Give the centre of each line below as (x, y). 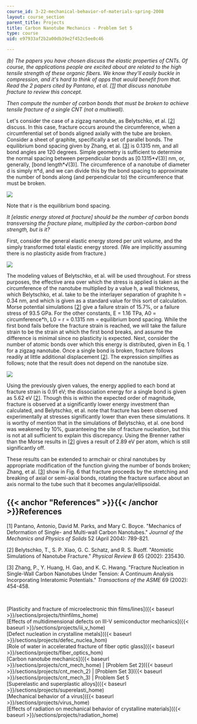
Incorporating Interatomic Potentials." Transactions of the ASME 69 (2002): (97, 580)
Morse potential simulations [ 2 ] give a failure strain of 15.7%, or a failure (93, 307)
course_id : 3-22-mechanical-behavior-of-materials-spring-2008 (85, 11)
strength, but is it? (28, 229)
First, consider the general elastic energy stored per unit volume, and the (94, 241)
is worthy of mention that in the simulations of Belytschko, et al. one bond (95, 423)
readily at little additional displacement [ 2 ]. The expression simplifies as (93, 357)
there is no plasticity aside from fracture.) (57, 253)
